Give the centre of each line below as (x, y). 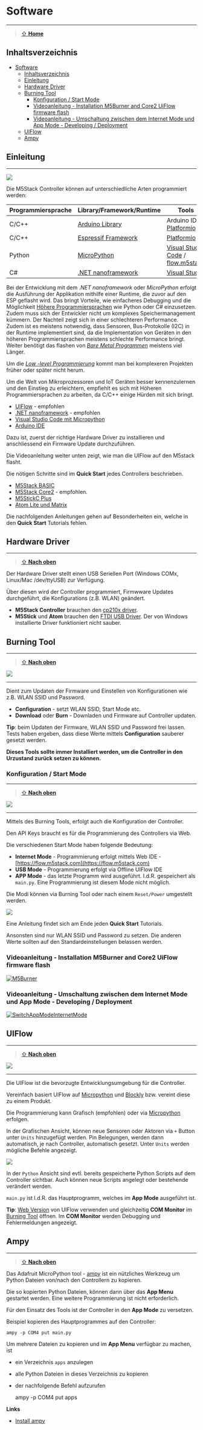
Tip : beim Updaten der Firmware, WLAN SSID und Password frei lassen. (96, 727)
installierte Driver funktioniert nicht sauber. (68, 623)
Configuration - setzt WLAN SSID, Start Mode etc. (78, 709)
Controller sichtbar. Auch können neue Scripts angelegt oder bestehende (97, 1179)
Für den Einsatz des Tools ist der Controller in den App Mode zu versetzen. (100, 1310)
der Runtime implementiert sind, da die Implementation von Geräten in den (99, 332)
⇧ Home (32, 33)
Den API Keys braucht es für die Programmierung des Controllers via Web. (99, 833)
